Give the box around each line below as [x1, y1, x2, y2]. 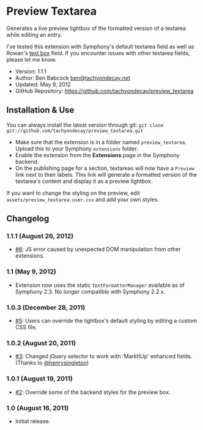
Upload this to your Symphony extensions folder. [15, 145, 139, 152]
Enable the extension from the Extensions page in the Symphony [15, 151, 180, 158]
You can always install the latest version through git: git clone [6, 121, 164, 128]
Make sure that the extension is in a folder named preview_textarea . [15, 138, 187, 146]
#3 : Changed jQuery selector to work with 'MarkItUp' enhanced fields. [15, 353, 193, 360]
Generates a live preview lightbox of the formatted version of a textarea [6, 24, 186, 32]
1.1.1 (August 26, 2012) [6, 232, 74, 240]
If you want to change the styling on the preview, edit [6, 189, 141, 196]
